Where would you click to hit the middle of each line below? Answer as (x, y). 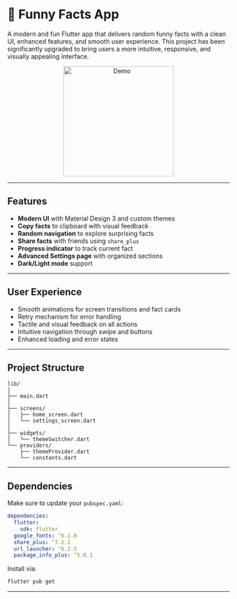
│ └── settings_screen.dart (52, 421)
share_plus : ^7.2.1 (42, 542)
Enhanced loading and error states (68, 339)
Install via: (22, 569)
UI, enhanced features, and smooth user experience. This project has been (116, 41)
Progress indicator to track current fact (75, 248)
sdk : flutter (39, 529)
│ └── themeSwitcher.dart (49, 440)
